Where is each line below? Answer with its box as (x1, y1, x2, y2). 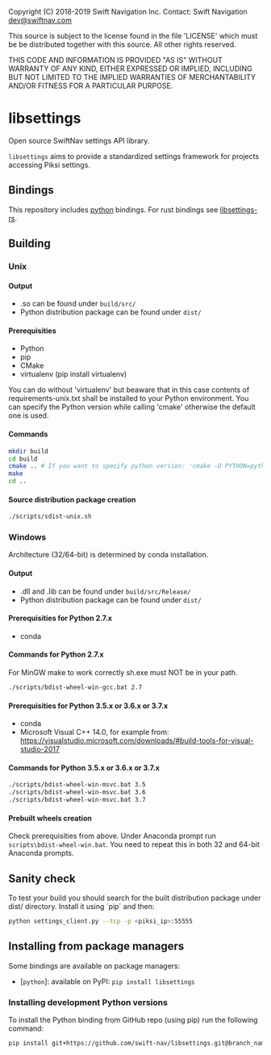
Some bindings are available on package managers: (8, 961, 181, 970)
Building (8, 237, 51, 251)
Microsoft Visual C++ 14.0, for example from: (19, 728, 169, 737)
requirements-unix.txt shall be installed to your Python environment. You (8, 394, 249, 403)
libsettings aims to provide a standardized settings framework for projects (8, 151, 260, 161)
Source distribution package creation (8, 494, 136, 504)
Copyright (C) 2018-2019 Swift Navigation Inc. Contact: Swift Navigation (8, 7, 248, 16)
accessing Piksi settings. (8, 160, 91, 169)
